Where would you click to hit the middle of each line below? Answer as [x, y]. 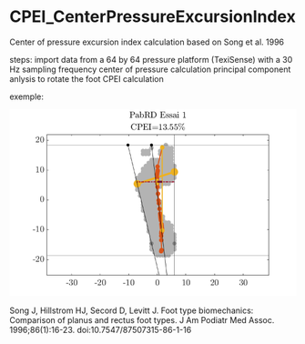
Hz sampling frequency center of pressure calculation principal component [150, 69]
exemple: [26, 96]
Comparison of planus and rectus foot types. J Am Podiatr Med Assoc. [142, 319]
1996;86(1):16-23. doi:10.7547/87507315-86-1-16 [101, 329]
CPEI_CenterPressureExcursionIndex [152, 17]
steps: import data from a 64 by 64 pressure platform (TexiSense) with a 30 [151, 59]
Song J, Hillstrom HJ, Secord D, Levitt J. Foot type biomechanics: [132, 310]
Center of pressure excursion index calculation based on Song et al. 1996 [147, 42]
